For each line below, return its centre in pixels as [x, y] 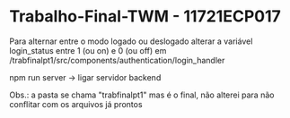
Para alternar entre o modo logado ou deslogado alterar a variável [131, 41]
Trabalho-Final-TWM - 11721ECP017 [145, 17]
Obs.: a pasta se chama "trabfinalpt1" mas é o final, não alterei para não [142, 95]
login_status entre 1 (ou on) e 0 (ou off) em [88, 50]
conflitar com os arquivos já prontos [76, 104]
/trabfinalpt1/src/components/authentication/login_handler [117, 60]
